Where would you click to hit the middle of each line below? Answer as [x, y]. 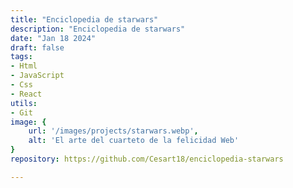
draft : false [37, 47]
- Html [24, 66]
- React [26, 94]
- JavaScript [37, 76]
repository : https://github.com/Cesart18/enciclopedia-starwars [147, 159]
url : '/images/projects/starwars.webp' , [113, 131]
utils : [24, 103]
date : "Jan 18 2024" [53, 38]
